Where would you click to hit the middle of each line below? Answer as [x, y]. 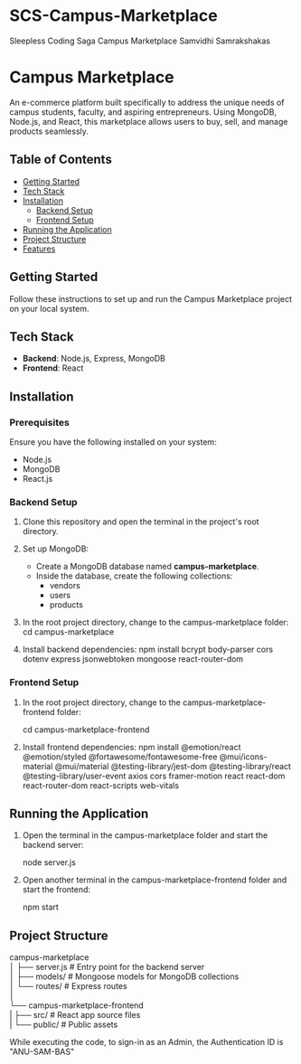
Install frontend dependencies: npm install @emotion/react [132, 747]
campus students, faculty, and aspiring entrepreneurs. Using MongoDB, [143, 112]
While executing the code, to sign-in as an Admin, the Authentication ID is [146, 1042]
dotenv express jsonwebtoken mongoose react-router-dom [133, 659]
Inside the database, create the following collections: [134, 576]
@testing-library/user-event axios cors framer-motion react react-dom [154, 776]
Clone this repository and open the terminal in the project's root [141, 522]
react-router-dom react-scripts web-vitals [100, 785]
